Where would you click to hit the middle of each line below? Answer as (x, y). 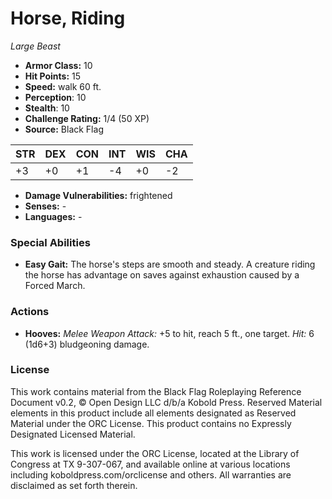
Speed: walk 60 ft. (63, 86)
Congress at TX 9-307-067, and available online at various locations (150, 464)
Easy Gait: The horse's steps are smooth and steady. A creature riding (170, 264)
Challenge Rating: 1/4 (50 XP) (87, 118)
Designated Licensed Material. (73, 434)
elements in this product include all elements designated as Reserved (153, 413)
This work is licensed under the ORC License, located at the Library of (155, 453)
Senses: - (45, 206)
